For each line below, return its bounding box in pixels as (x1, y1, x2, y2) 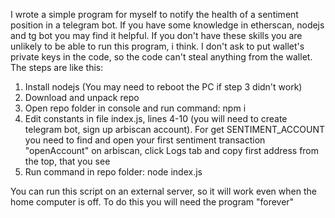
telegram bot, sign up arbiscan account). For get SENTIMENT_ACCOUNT (24, 124, 326, 135)
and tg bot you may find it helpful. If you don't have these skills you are (10, 30, 303, 41)
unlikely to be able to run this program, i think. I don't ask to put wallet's (10, 40, 305, 52)
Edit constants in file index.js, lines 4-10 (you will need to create (24, 113, 288, 124)
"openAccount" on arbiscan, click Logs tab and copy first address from (24, 145, 320, 156)
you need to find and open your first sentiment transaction (24, 134, 266, 146)
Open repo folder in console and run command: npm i (24, 102, 247, 114)
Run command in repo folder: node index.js (24, 166, 203, 178)
